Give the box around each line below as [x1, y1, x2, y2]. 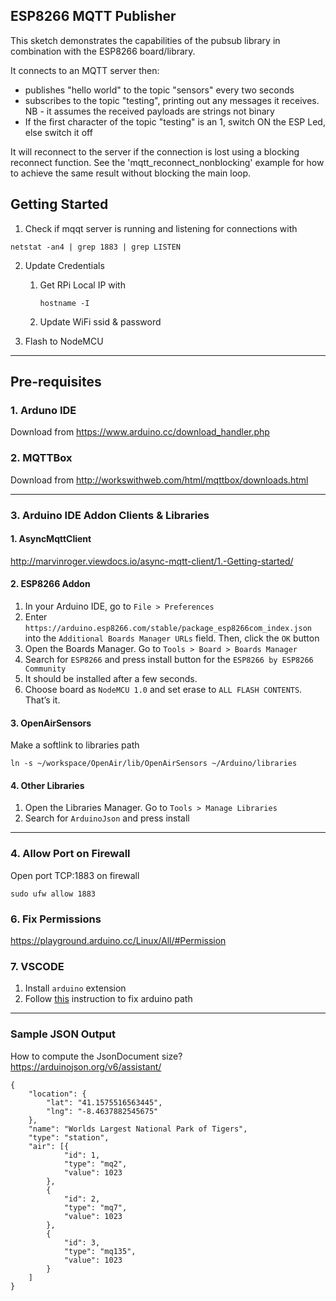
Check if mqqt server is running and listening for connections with [24, 222, 298, 234]
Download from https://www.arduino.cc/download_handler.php [10, 426, 270, 438]
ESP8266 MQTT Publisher [10, 8, 177, 25]
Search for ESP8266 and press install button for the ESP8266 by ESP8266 [24, 653, 314, 665]
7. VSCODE [10, 959, 65, 973]
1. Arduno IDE [10, 403, 77, 417]
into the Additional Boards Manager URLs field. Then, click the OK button [24, 632, 320, 644]
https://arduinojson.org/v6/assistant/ [10, 1060, 162, 1073]
